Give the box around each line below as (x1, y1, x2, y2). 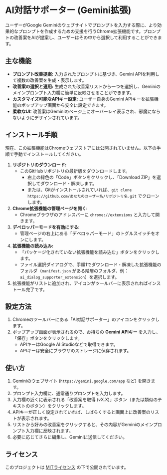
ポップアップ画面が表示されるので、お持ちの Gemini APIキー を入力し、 (12, 329, 161, 335)
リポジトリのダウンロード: (12, 162, 67, 168)
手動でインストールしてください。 (13, 151, 84, 157)
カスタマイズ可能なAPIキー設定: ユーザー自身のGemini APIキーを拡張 (12, 96, 155, 102)
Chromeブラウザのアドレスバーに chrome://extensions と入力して (19, 212, 156, 218)
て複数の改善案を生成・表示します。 (12, 77, 87, 83)
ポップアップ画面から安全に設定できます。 (21, 102, 109, 108)
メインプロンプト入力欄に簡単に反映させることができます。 (12, 89, 135, 95)
